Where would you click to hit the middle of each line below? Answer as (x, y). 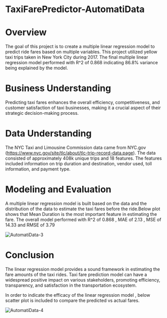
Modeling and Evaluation (58, 189)
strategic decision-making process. (42, 113)
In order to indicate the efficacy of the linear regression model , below (78, 295)
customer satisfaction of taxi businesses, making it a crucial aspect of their (83, 108)
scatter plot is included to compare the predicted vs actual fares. (72, 300)
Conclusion (30, 255)
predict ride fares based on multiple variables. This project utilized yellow (81, 52)
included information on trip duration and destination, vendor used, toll (79, 164)
